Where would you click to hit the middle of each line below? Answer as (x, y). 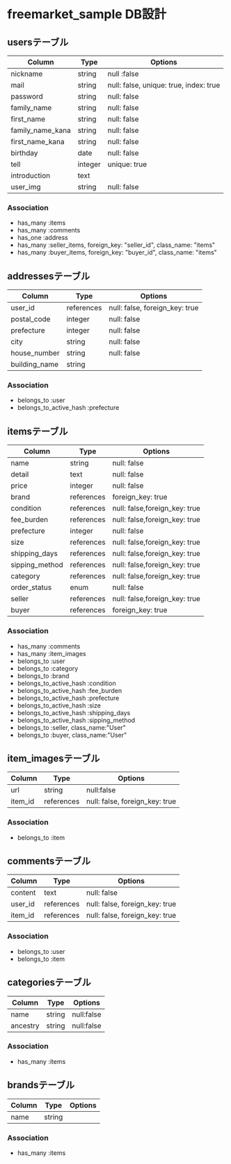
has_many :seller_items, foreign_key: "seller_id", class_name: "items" (116, 245)
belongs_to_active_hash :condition (66, 683)
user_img (26, 187)
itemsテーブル (38, 431)
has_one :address (42, 238)
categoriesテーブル (49, 983)
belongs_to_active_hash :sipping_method (76, 720)
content (23, 893)
